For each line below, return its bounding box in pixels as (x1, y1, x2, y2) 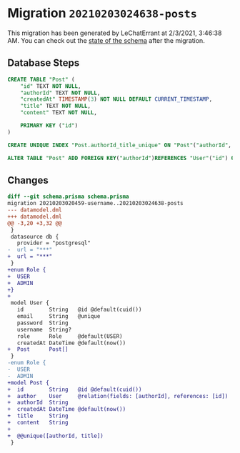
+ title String (7, 412, 69, 419)
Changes (7, 174, 49, 186)
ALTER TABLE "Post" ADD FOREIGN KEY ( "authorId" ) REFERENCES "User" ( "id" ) (7, 154, 229, 161)
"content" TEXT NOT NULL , (20, 109, 98, 116)
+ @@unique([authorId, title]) (7, 432, 104, 439)
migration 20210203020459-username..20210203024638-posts (7, 200, 184, 207)
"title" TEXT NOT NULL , (20, 102, 91, 110)
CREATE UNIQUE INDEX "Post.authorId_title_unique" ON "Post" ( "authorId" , (7, 141, 232, 149)
